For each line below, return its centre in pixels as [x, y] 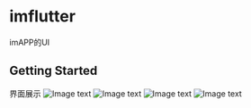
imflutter [43, 17]
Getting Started [54, 71]
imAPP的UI [30, 42]
